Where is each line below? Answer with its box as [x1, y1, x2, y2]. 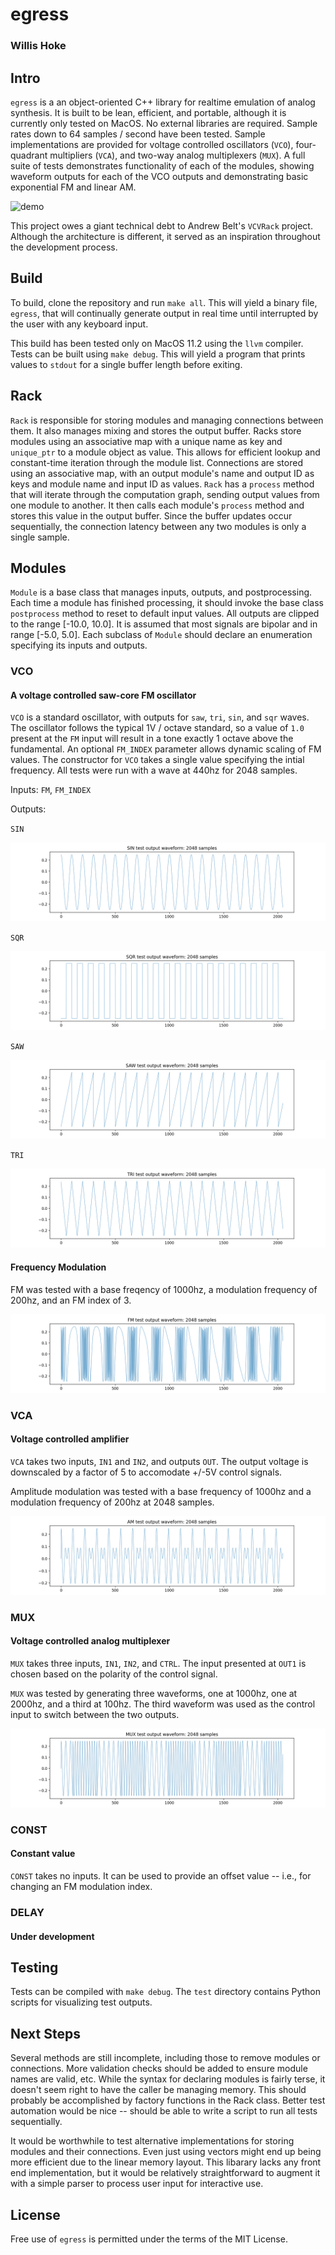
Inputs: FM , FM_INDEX [10, 784, 92, 796]
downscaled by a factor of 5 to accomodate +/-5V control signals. [10, 1466, 283, 1478]
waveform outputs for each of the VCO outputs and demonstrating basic [10, 170, 309, 182]
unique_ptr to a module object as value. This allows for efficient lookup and [10, 446, 321, 458]
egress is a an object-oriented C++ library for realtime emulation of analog [10, 96, 316, 108]
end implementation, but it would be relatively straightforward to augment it [10, 2167, 321, 2179]
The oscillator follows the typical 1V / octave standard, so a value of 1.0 [10, 722, 305, 734]
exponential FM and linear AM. [10, 181, 137, 193]
